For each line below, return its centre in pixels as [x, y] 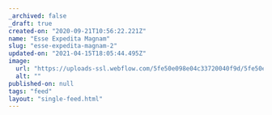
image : [19, 62]
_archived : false [38, 16]
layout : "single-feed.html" [56, 99]
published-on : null [41, 83]
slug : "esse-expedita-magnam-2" [63, 46]
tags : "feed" [30, 91]
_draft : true [30, 23]
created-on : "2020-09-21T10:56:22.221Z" [78, 31]
